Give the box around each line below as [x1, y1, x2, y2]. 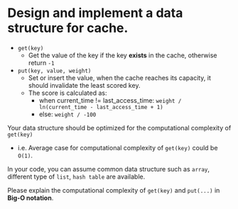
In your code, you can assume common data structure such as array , [7, 164, 210, 173]
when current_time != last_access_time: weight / [38, 96, 182, 104]
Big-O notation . [7, 193, 54, 202]
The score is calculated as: [28, 89, 107, 97]
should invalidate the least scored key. [28, 81, 141, 89]
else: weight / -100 [38, 110, 97, 118]
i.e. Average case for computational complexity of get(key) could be [17, 143, 218, 152]
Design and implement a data [7, 5, 183, 21]
